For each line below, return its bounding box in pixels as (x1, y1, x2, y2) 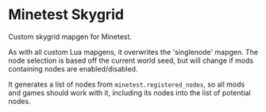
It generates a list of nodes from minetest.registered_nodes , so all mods (8, 79, 245, 89)
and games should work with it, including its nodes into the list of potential (8, 87, 252, 97)
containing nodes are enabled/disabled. (8, 64, 138, 73)
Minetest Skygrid (8, 6, 125, 24)
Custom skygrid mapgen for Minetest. (8, 32, 133, 41)
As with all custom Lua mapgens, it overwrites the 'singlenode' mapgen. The (8, 47, 259, 56)
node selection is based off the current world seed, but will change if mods (8, 56, 254, 65)
